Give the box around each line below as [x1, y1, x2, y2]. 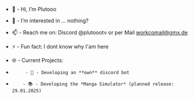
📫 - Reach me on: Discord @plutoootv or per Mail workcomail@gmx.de [11, 29, 188, 36]
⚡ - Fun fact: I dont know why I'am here [11, 43, 109, 50]
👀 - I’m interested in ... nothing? [11, 17, 89, 24]
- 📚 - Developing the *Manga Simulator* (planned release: [23, 81, 174, 87]
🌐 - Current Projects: [11, 57, 64, 63]
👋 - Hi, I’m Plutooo [11, 6, 57, 12]
